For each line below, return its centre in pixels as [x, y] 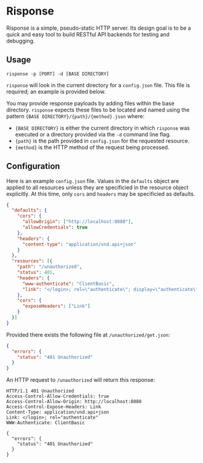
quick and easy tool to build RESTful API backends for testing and [88, 34]
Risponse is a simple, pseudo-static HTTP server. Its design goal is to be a [99, 28]
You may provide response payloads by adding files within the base [90, 103]
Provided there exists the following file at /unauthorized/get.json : [88, 335]
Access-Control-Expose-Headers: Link [54, 407]
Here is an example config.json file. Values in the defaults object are [93, 181]
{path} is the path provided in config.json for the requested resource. [102, 141]
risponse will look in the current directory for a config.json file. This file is [98, 85]
